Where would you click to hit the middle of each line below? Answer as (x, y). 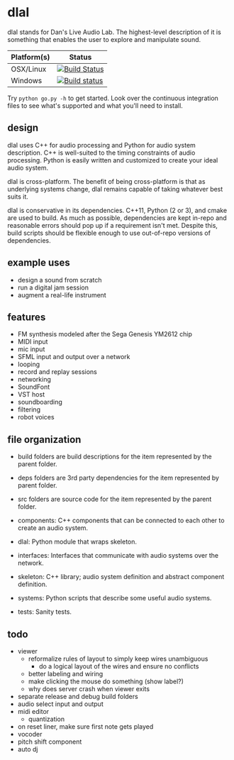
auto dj (28, 749)
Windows (27, 80)
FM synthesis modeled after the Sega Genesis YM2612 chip (105, 334)
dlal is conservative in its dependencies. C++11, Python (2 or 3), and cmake (117, 210)
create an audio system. (53, 528)
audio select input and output (61, 704)
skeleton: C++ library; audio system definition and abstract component (121, 577)
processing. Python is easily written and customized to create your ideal (113, 160)
